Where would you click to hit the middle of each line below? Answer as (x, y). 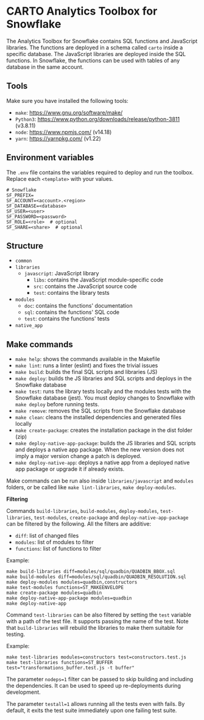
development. (23, 692)
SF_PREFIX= (20, 195)
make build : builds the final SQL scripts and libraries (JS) (86, 372)
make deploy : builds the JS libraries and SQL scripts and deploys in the (103, 378)
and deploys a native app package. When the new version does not (100, 450)
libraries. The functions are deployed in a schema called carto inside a (95, 48)
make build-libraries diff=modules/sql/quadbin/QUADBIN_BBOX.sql (91, 572)
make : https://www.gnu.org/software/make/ (69, 112)
